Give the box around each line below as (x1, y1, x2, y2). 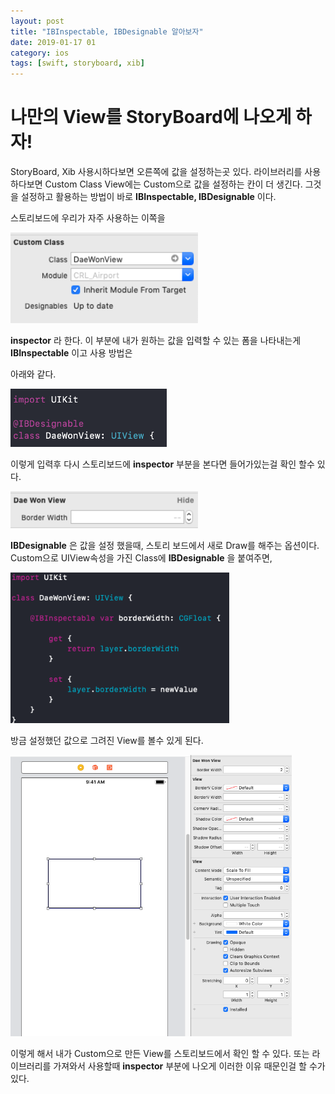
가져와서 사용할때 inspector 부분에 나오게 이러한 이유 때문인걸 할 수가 (53, 1060, 326, 1072)
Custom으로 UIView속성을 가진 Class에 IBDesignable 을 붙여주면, (10, 551, 273, 564)
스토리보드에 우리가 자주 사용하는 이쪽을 (10, 212, 166, 224)
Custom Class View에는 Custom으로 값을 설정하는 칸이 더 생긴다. (44, 178, 303, 190)
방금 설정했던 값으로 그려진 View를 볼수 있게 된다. (10, 735, 204, 747)
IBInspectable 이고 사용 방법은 (10, 346, 133, 359)
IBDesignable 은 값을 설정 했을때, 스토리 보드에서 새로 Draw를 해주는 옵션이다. (10, 539, 320, 551)
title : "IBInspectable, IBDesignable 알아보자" (10, 26, 204, 37)
